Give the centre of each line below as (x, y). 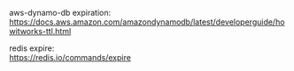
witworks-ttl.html (40, 31)
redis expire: (32, 48)
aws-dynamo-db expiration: (60, 13)
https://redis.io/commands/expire (70, 57)
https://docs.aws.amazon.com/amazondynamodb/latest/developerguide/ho (147, 22)
